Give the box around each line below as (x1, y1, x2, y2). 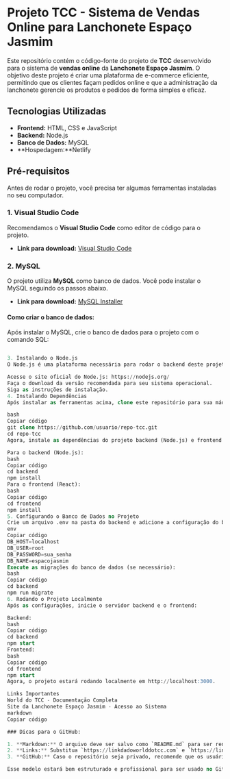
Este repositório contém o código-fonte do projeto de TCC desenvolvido (7, 56, 212, 64)
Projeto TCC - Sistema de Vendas (7, 5, 201, 21)
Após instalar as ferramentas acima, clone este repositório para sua (7, 399, 213, 406)
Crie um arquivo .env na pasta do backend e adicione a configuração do (7, 519, 219, 526)
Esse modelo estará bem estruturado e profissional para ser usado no (7, 766, 213, 773)
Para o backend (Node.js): (7, 449, 84, 456)
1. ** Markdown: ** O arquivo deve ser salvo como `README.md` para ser (7, 741, 213, 747)
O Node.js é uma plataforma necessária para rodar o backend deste (7, 361, 204, 368)
